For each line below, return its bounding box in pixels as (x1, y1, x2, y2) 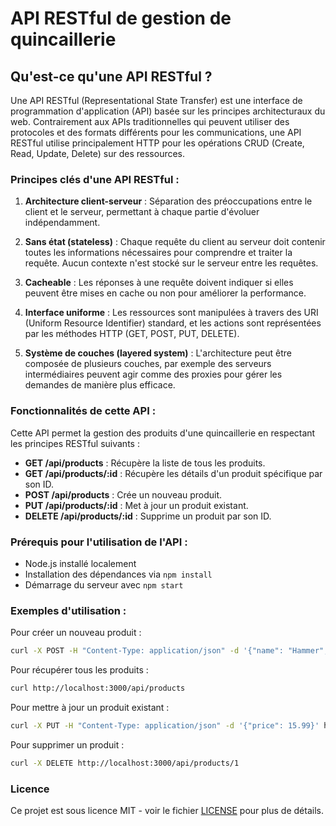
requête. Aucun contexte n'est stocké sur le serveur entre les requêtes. (24, 257, 319, 269)
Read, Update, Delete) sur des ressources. (10, 148, 186, 159)
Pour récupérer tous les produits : (10, 664, 149, 676)
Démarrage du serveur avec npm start (24, 578, 184, 591)
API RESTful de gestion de (10, 7, 232, 30)
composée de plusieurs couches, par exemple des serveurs (24, 358, 272, 370)
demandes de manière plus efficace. (24, 379, 176, 391)
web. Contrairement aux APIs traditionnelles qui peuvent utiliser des (10, 116, 290, 127)
